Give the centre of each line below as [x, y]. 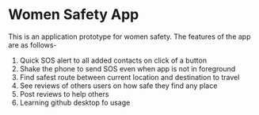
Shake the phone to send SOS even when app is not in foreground [128, 68]
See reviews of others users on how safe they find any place [118, 86]
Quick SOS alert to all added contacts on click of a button [113, 60]
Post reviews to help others [64, 94]
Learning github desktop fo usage [75, 102]
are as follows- [32, 44]
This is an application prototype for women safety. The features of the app [129, 36]
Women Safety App [74, 15]
